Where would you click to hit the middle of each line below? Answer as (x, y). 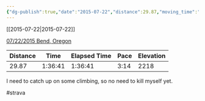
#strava (16, 93)
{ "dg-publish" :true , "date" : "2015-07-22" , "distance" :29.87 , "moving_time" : (102, 12)
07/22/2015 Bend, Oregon (39, 41)
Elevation (152, 56)
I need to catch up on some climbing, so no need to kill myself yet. (89, 81)
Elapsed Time (91, 56)
